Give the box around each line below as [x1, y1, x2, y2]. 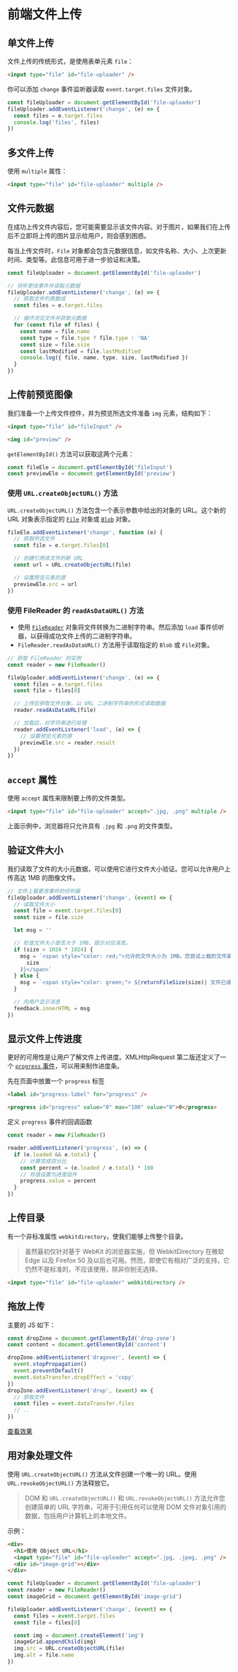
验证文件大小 [7, 845, 64, 857]
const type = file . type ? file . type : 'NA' [20, 334, 151, 341]
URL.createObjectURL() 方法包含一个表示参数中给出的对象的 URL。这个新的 [7, 506, 227, 514]
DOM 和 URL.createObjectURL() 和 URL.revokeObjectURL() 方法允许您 [24, 1493, 225, 1502]
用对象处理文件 [7, 1450, 73, 1462]
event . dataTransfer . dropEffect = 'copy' [13, 1374, 135, 1381]
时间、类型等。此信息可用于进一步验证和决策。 [7, 255, 144, 264]
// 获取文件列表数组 [13, 295, 66, 303]
